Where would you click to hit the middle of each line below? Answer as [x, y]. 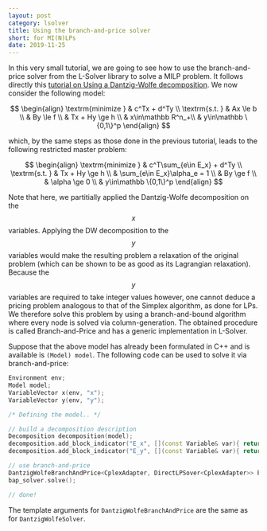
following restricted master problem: [68, 150]
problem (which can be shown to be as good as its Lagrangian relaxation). [130, 264]
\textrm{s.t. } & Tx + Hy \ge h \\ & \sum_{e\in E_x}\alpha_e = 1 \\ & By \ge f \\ [133, 174]
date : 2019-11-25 [37, 45]
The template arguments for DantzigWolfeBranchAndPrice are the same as [128, 510]
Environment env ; [37, 378]
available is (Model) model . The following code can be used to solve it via [128, 355]
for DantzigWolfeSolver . [47, 518]
